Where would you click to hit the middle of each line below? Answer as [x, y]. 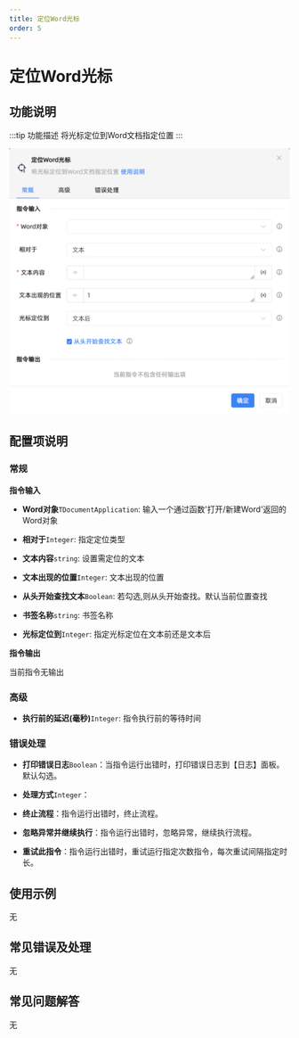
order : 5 [25, 28]
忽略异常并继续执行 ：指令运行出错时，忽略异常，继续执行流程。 [139, 833]
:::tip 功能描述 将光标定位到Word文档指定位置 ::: [96, 135]
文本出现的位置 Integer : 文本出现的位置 [93, 577]
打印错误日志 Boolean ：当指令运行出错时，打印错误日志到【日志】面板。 [153, 765]
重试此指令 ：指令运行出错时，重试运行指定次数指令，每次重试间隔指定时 [154, 852]
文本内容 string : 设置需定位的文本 [83, 558]
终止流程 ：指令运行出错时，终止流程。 [92, 814]
